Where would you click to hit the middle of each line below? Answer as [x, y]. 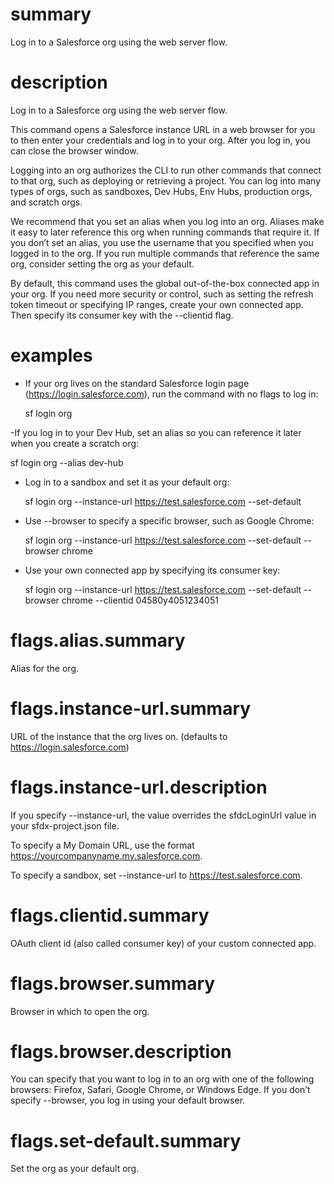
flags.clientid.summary [110, 915]
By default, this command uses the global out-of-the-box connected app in [165, 283]
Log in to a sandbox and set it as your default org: [127, 482]
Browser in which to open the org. [80, 1011]
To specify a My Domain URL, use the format [102, 845]
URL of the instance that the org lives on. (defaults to [119, 736]
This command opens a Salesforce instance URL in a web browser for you [163, 129]
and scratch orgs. [46, 202]
